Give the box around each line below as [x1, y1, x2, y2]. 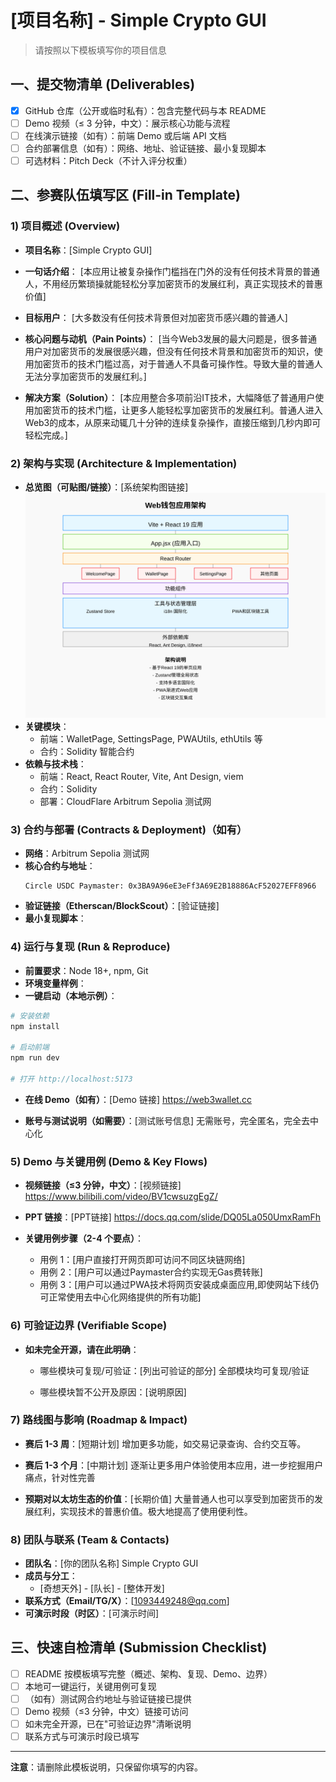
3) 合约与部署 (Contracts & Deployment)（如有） [10, 823, 248, 837]
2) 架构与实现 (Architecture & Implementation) [10, 456, 238, 470]
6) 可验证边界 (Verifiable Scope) [10, 1319, 168, 1333]
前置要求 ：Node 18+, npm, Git [24, 964, 149, 976]
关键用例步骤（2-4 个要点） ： [24, 1232, 144, 1245]
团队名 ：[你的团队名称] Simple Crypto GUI [24, 1557, 199, 1570]
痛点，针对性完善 [24, 1471, 96, 1483]
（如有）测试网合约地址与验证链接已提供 [24, 1693, 192, 1705]
